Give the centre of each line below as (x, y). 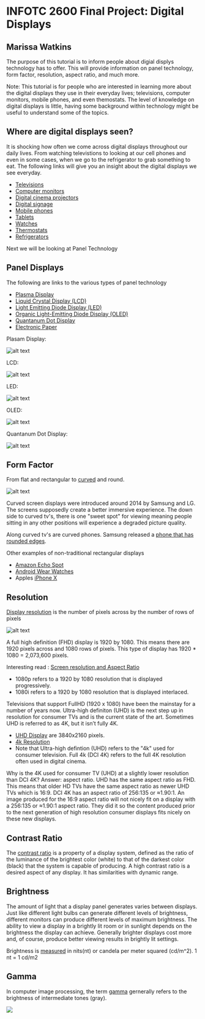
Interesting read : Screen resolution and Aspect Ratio (73, 667)
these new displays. (32, 819)
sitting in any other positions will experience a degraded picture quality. (96, 523)
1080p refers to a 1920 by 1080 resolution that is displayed (89, 679)
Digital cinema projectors (47, 197)
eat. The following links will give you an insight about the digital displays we (102, 166)
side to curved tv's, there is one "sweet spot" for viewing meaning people (99, 517)
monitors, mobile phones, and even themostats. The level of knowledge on (100, 100)
